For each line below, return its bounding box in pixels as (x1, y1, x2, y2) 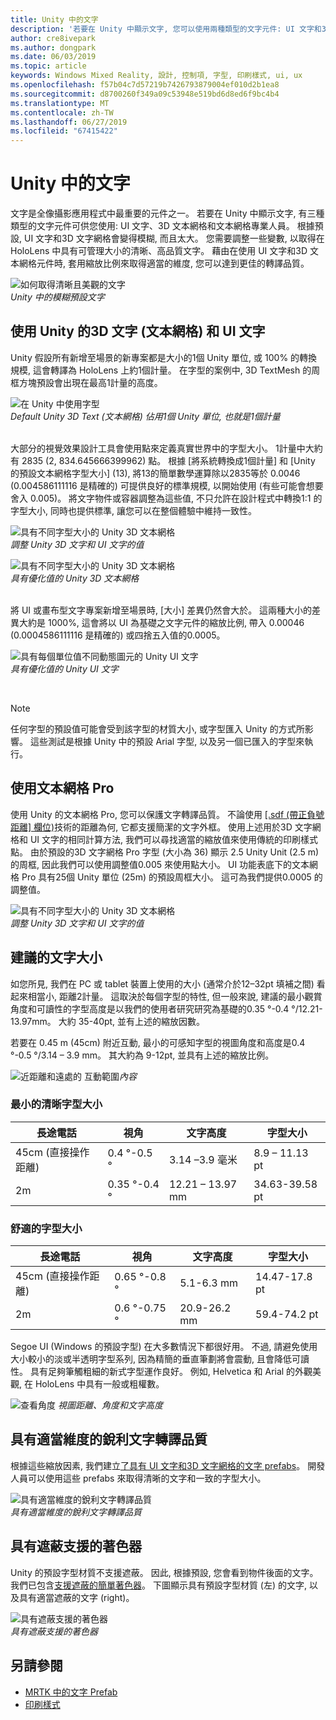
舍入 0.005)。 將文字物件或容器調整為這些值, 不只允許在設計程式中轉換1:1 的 (10, 492, 323, 504)
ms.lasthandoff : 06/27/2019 (10, 117, 128, 127)
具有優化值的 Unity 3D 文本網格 (10, 572, 140, 584)
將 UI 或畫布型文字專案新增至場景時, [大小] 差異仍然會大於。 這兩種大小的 (10, 604, 313, 616)
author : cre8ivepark (10, 33, 97, 43)
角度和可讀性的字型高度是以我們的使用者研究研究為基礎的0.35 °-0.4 (10, 1002, 290, 1015)
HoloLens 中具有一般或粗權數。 (34, 1378, 165, 1390)
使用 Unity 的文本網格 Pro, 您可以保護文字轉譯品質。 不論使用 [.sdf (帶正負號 (10, 808, 325, 820)
